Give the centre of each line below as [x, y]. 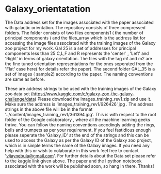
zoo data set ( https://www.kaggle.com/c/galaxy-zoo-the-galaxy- [70, 94]
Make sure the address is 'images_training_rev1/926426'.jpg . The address [79, 104]
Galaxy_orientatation [48, 9]
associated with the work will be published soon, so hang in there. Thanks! [80, 166]
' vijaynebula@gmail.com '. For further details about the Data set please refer [80, 156]
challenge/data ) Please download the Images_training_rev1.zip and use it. [78, 99]
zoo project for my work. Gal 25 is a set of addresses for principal [71, 48]
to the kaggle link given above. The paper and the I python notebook [73, 161]
